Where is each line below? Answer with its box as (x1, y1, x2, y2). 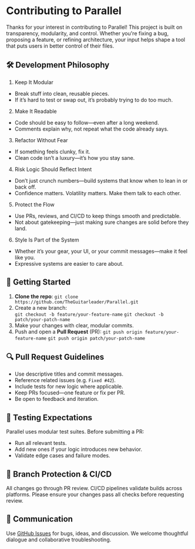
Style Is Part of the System (14, 236, 79, 243)
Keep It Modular (14, 78, 54, 86)
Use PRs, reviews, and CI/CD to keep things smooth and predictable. (14, 212, 181, 219)
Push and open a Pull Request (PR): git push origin (14, 328, 143, 335)
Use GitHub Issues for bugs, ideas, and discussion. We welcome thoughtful (6, 530, 189, 537)
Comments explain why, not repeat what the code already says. (14, 125, 169, 132)
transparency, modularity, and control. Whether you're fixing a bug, (6, 29, 169, 36)
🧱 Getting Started (6, 277, 71, 287)
